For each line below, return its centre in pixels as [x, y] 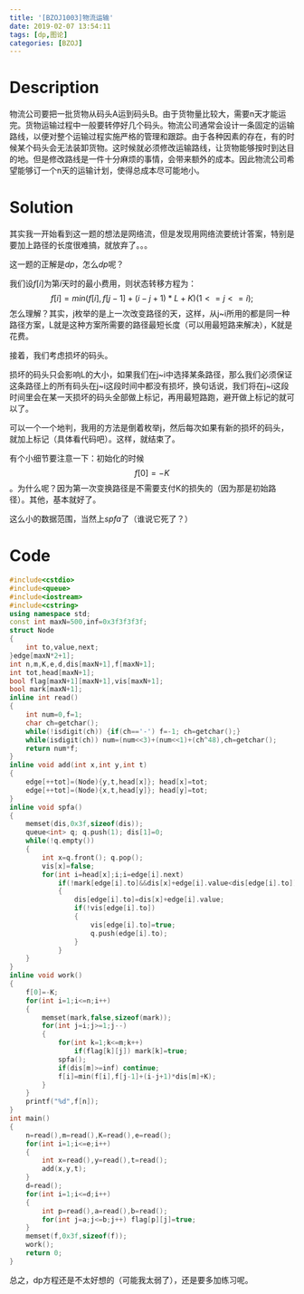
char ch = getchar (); [62, 723]
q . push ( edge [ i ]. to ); [129, 933]
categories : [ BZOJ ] [46, 43]
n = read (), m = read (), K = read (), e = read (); [99, 1135]
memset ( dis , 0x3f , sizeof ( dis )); [85, 824]
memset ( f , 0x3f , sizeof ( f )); [76, 1236]
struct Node [32, 631]
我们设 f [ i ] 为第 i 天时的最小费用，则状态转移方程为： [103, 284]
